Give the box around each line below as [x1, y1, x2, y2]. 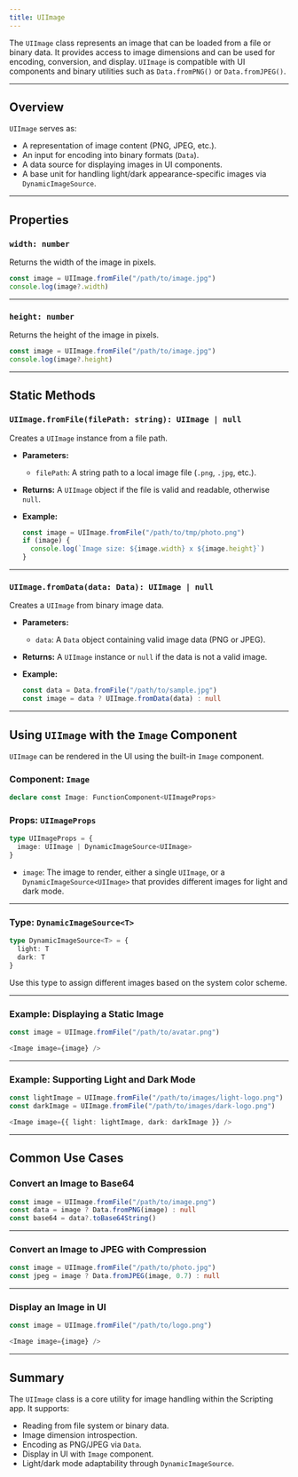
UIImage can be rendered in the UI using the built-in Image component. [9, 750, 264, 761]
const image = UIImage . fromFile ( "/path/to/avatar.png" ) [9, 1028, 220, 1037]
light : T [17, 945, 50, 954]
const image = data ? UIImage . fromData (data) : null [21, 695, 222, 703]
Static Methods [9, 388, 96, 403]
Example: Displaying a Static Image [9, 1007, 164, 1020]
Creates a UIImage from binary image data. [9, 600, 164, 611]
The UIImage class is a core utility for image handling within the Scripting [9, 1394, 273, 1404]
